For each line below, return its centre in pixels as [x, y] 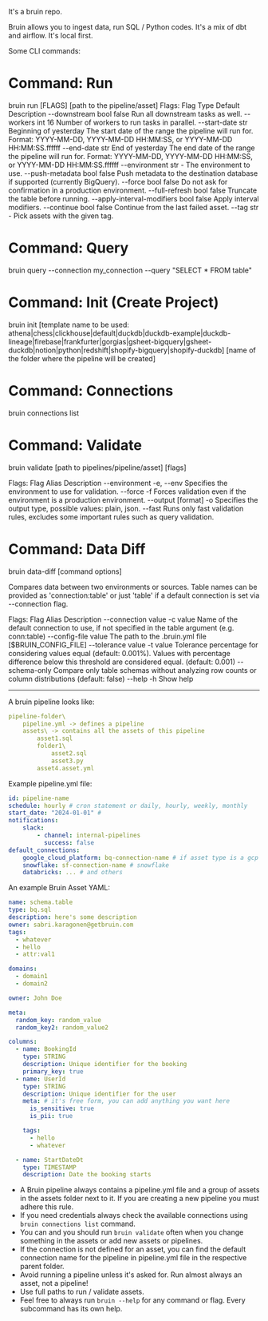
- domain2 [32, 984]
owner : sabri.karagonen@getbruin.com [71, 925]
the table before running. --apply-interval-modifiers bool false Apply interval [134, 198]
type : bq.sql [30, 910]
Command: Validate [75, 445]
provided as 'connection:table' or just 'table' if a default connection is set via [134, 595]
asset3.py [67, 761]
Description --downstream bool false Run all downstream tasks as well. [125, 113]
